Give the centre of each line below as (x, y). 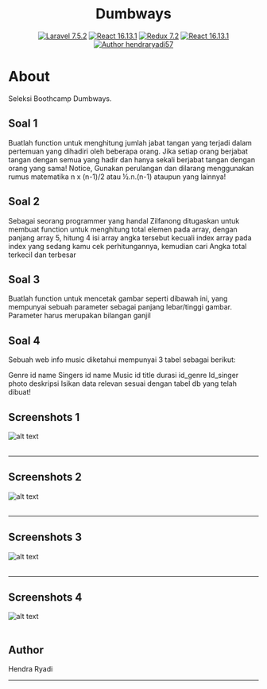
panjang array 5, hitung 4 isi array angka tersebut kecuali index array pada (130, 237)
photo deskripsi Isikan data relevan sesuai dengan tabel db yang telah (122, 383)
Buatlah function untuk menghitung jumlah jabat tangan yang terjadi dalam (130, 142)
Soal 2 (24, 202)
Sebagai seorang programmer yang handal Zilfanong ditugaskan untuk (124, 220)
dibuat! (20, 392)
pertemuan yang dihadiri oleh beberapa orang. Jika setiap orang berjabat (128, 151)
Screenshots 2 (45, 477)
